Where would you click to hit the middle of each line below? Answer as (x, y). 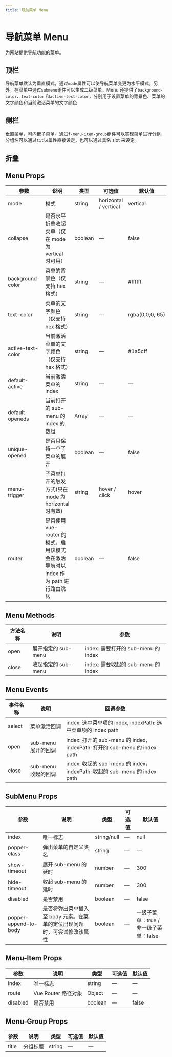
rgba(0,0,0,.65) (146, 315)
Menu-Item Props (34, 958)
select (15, 726)
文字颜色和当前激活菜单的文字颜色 (41, 103)
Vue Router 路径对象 (58, 993)
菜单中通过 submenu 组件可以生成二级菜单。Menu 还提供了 (78, 90)
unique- (18, 449)
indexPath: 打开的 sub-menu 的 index (111, 748)
